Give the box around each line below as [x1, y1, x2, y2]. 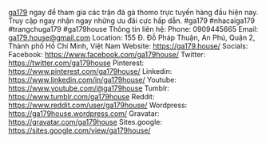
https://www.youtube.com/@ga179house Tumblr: [8, 83, 170, 93]
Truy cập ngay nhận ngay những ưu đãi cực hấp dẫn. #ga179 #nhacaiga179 [8, 16, 256, 25]
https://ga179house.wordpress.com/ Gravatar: [8, 109, 160, 118]
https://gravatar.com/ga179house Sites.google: [8, 118, 162, 126]
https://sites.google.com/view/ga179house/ [8, 126, 151, 135]
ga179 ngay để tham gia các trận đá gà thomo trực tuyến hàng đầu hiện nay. [8, 8, 259, 17]
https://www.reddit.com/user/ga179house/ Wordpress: [8, 100, 188, 110]
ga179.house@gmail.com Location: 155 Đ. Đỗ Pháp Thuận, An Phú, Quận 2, [8, 33, 256, 42]
